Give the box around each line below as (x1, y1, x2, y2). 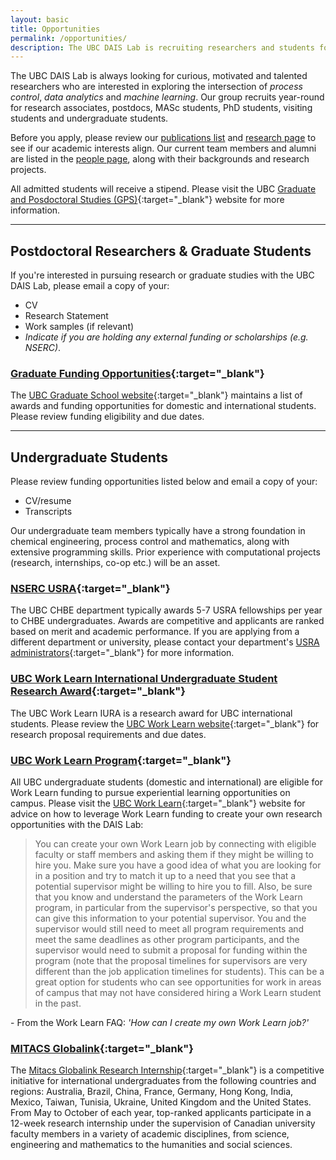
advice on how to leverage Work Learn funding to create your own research (10, 808, 323, 820)
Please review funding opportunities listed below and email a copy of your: (10, 476, 318, 488)
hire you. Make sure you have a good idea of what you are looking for (34, 859, 322, 871)
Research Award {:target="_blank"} (10, 684, 186, 698)
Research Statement (24, 310, 109, 322)
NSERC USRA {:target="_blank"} (10, 582, 171, 596)
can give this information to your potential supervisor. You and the (34, 912, 307, 925)
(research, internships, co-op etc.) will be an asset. (10, 557, 221, 569)
